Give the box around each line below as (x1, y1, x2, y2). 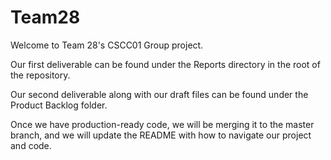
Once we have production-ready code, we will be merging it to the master (10, 118, 315, 130)
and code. (10, 139, 52, 151)
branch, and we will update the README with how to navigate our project (10, 129, 312, 141)
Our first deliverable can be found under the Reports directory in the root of (10, 58, 321, 70)
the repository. (10, 69, 71, 81)
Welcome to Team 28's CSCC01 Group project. (10, 39, 204, 51)
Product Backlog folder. (10, 99, 108, 111)
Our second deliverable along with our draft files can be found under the (10, 88, 309, 100)
